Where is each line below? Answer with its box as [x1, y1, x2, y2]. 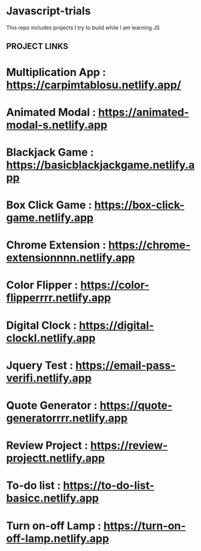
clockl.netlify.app [6, 331, 96, 345]
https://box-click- [94, 199, 185, 212]
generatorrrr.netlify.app [6, 412, 128, 425]
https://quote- [99, 399, 172, 412]
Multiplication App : [6, 65, 106, 79]
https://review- [90, 439, 168, 452]
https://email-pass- [75, 358, 176, 372]
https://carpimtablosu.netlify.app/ [6, 78, 181, 92]
